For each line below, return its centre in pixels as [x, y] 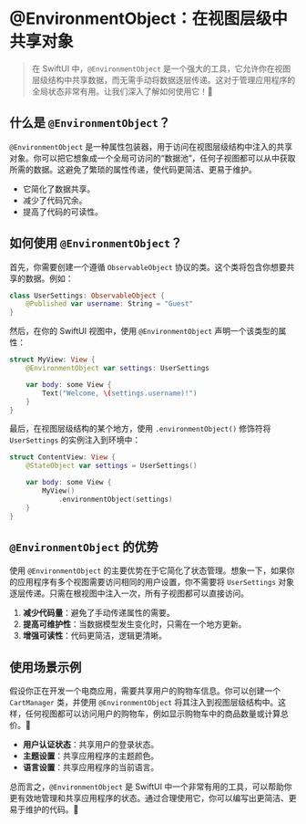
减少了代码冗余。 [55, 200]
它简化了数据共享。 [59, 189]
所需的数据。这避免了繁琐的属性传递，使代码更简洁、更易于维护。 [133, 169]
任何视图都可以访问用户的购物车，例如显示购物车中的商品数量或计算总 [157, 714]
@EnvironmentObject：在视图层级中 [149, 19]
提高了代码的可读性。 [62, 212]
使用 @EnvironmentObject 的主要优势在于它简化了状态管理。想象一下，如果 [148, 570]
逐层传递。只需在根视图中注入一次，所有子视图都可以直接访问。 [129, 593]
